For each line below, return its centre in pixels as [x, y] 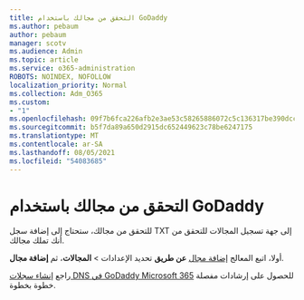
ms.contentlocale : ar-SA [56, 144]
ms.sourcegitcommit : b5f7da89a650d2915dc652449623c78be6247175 [131, 128]
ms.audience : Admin [46, 52]
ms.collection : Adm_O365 [56, 93]
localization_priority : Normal [68, 85]
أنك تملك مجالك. [37, 240]
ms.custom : [30, 102]
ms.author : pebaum [44, 26]
